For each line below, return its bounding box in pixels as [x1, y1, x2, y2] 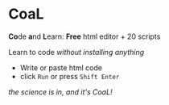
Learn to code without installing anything [8, 47, 145, 57]
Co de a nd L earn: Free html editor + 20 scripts [8, 31, 161, 41]
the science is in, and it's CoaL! [8, 86, 113, 97]
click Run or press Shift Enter [19, 71, 120, 81]
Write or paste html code [19, 62, 103, 73]
